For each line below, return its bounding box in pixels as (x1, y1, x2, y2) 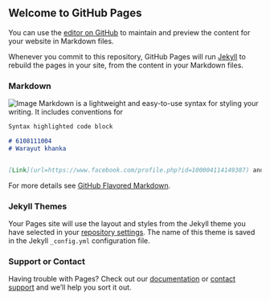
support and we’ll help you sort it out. (8, 282, 132, 292)
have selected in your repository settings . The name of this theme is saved (8, 227, 256, 237)
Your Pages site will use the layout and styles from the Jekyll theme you (8, 218, 247, 228)
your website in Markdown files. (8, 36, 114, 46)
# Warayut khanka (8, 144, 67, 152)
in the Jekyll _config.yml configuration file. (8, 236, 150, 245)
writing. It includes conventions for (8, 107, 123, 117)
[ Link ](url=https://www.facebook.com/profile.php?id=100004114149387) (8, 166, 250, 174)
